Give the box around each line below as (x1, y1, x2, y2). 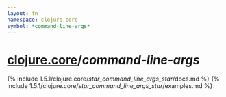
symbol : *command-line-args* (7, 23, 90, 29)
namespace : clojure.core (7, 16, 78, 23)
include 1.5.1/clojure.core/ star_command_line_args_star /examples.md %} (7, 82, 213, 90)
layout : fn (7, 10, 38, 17)
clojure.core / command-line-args (7, 52, 200, 68)
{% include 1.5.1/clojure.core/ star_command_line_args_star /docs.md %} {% (7, 74, 221, 83)
